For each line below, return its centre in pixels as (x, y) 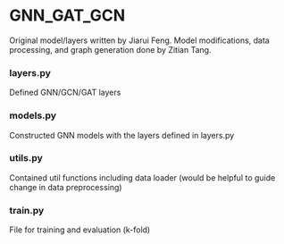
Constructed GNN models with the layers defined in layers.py (122, 135)
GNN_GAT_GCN (67, 16)
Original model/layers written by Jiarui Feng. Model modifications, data (139, 40)
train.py (27, 210)
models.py (33, 115)
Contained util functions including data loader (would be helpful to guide (142, 177)
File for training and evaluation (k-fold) (80, 230)
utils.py (26, 158)
